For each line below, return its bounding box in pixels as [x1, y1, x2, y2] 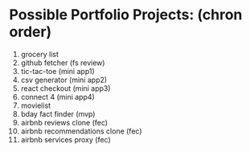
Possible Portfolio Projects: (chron [9, 6, 243, 24]
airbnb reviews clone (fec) [20, 117, 108, 127]
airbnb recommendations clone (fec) [20, 126, 142, 136]
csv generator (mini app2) [20, 75, 108, 84]
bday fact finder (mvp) [20, 109, 96, 118]
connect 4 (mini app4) [20, 92, 95, 101]
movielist [20, 101, 51, 110]
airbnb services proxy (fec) [20, 134, 111, 144]
